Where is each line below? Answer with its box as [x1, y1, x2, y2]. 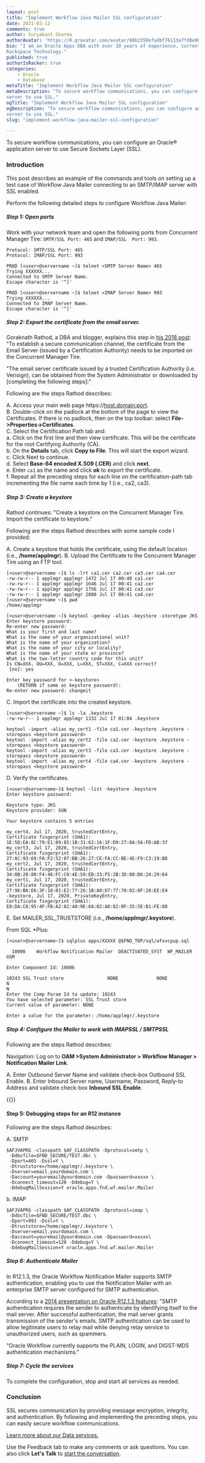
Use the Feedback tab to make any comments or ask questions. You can [6, 1443, 189, 1450]
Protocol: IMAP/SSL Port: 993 [6, 252, 84, 258]
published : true [6, 54, 48, 60]
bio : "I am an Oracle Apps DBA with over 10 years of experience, [6, 43, 179, 49]
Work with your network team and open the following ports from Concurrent [6, 228, 198, 236]
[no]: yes [9, 666, 34, 673]
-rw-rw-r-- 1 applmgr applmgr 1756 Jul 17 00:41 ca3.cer [6, 587, 154, 593]
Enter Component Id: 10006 [6, 965, 75, 971]
